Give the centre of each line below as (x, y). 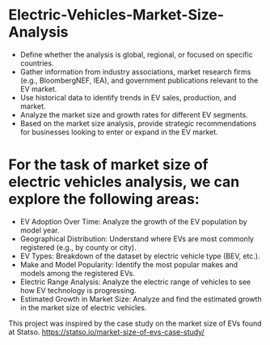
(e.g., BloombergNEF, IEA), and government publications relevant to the (139, 80)
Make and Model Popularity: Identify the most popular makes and (129, 264)
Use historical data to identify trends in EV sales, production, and (128, 97)
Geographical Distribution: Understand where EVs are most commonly (137, 239)
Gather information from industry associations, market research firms (135, 71)
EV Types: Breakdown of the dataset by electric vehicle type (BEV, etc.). (140, 256)
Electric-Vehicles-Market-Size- (116, 15)
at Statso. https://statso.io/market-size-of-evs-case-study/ (106, 332)
